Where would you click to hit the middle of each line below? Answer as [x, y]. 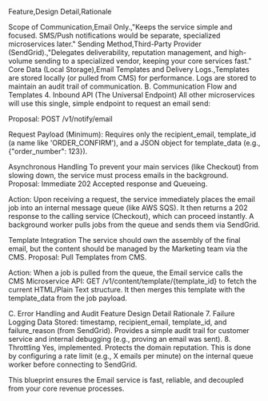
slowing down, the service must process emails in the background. [118, 175]
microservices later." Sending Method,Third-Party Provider [105, 44]
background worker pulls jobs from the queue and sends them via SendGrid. [134, 224]
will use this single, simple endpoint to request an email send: [109, 103]
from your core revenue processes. [66, 388]
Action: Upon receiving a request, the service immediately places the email [132, 199]
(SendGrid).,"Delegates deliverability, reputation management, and [118, 52]
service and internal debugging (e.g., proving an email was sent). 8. [120, 339]
